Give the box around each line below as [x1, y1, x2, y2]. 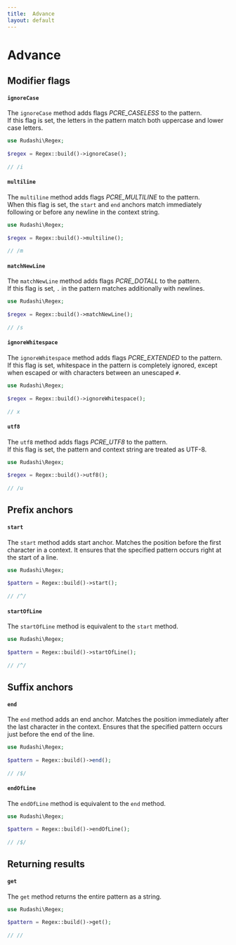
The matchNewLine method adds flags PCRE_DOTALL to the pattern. [7, 277, 202, 285]
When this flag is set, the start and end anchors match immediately [7, 200, 202, 209]
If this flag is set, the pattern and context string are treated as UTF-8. [7, 445, 207, 454]
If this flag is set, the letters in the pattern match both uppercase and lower [7, 117, 224, 125]
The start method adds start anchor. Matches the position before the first [7, 538, 221, 546]
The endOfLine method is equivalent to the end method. [7, 799, 166, 807]
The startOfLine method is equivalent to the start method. [7, 622, 179, 630]
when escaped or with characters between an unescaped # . [7, 369, 181, 377]
